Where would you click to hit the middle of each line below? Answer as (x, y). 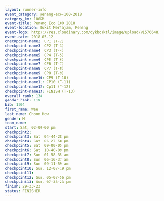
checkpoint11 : (20, 173)
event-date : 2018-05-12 (29, 37)
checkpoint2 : (18, 132)
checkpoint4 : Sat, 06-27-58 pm (37, 141)
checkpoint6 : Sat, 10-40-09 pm (37, 150)
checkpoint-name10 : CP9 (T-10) (37, 78)
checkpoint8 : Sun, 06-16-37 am (37, 159)
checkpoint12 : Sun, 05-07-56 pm (38, 178)
